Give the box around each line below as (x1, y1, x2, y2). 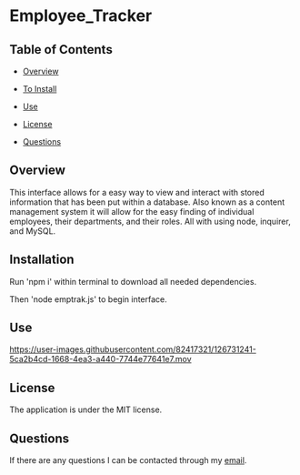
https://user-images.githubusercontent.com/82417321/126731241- (9, 344, 256, 355)
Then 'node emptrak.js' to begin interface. (9, 293, 168, 305)
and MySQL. (9, 225, 56, 237)
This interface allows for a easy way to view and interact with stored (9, 187, 265, 197)
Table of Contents (9, 42, 114, 57)
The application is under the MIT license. (9, 404, 163, 415)
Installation (9, 252, 75, 268)
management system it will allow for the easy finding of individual (9, 206, 255, 217)
